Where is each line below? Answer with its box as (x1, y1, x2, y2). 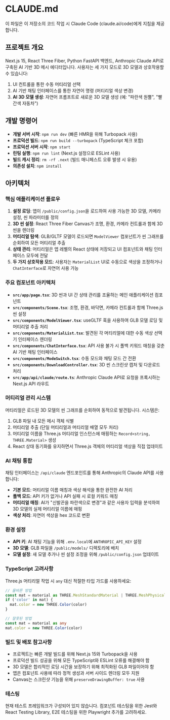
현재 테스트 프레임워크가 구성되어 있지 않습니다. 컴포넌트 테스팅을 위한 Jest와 (5, 703, 157, 709)
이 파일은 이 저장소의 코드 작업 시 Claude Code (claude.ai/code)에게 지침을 (5, 20, 155, 26)
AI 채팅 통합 (5, 457, 32, 464)
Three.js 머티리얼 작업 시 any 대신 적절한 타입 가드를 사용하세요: (5, 578, 132, 584)
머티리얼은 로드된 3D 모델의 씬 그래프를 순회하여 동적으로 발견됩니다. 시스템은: (5, 407, 160, 413)
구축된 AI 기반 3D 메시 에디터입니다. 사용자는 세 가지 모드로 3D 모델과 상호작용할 (5, 64, 164, 70)
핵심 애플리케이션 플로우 (5, 195, 61, 202)
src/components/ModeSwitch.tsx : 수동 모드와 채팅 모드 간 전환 (12, 355, 137, 361)
